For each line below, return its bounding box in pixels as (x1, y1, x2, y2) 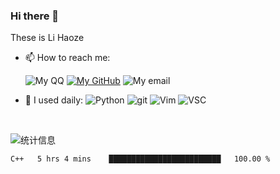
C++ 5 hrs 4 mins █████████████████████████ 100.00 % (10, 154, 271, 164)
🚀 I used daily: (24, 94, 84, 106)
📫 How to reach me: (24, 52, 111, 64)
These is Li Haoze (10, 32, 85, 44)
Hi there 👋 (10, 9, 60, 23)
